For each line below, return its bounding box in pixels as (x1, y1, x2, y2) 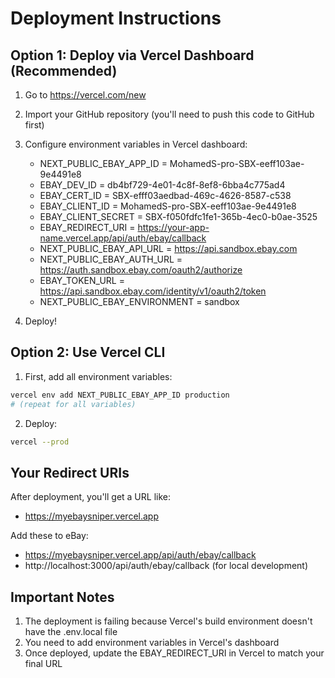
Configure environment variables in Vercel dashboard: (24, 138, 248, 150)
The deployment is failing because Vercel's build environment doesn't (24, 615, 313, 627)
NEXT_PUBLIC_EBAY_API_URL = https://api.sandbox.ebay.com (39, 243, 298, 254)
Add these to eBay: (10, 530, 89, 542)
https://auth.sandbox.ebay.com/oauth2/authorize (39, 264, 243, 276)
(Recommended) (10, 62, 118, 79)
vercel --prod (10, 437, 70, 447)
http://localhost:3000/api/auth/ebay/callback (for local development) (24, 560, 309, 572)
